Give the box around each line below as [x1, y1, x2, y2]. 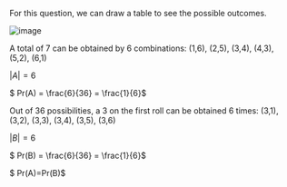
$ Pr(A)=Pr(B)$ [9, 168, 66, 178]
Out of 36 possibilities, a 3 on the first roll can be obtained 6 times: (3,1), [9, 105, 279, 116]
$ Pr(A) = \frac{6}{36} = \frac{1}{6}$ [9, 88, 147, 98]
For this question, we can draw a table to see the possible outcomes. [9, 8, 267, 18]
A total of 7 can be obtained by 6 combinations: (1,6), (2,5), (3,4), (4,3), [9, 43, 274, 54]
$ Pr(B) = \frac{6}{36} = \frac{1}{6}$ [9, 150, 147, 161]
